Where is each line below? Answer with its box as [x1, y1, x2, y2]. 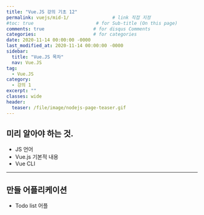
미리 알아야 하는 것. [6, 128, 74, 139]
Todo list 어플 [15, 202, 49, 210]
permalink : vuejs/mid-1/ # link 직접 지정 [6, 15, 151, 21]
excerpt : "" [6, 88, 36, 94]
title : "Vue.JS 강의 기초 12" [6, 8, 78, 15]
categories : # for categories [6, 31, 137, 38]
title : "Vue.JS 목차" [12, 54, 64, 60]
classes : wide [6, 93, 42, 99]
